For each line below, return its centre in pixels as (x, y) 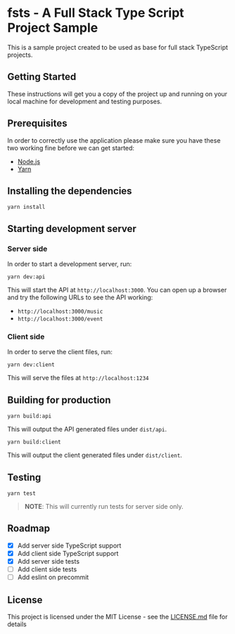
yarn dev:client (31, 365)
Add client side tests (47, 569)
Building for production (59, 400)
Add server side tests (48, 561)
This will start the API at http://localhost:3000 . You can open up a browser (117, 290)
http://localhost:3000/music (60, 312)
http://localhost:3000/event (60, 319)
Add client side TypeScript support (68, 553)
